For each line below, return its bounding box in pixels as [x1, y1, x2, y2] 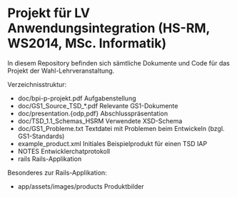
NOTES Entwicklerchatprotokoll [17, 147, 111, 155]
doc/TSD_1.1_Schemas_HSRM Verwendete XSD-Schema [17, 116, 183, 125]
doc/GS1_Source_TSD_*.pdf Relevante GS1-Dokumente [17, 101, 178, 110]
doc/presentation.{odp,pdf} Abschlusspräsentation [17, 109, 168, 118]
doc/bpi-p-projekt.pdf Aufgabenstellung [17, 94, 136, 103]
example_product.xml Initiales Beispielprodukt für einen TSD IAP [17, 139, 208, 147]
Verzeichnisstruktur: [7, 80, 67, 88]
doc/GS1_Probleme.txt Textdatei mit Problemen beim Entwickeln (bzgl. [17, 124, 225, 132]
